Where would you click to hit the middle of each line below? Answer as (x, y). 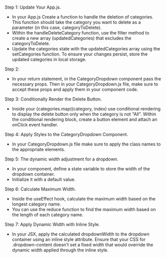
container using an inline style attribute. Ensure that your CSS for (79, 239)
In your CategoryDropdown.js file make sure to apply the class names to (86, 144)
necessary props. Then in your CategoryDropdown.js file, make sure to (85, 84)
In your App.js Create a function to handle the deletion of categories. (82, 17)
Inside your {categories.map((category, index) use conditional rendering (86, 109)
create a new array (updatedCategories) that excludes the (71, 38)
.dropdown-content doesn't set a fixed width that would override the (82, 245)
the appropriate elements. (38, 149)
